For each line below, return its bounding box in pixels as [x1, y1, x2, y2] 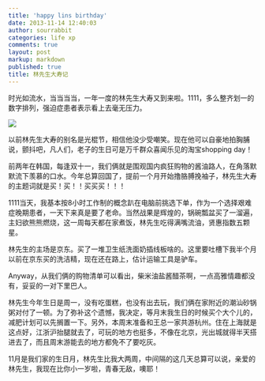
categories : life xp [8, 33, 77, 42]
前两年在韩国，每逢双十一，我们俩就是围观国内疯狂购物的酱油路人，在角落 [8, 161, 250, 171]
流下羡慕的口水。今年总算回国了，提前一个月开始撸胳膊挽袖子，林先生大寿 [14, 171, 257, 180]
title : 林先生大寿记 [8, 70, 69, 78]
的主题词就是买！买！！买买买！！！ [8, 181, 126, 190]
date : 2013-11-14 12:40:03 [8, 19, 97, 27]
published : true [8, 63, 62, 71]
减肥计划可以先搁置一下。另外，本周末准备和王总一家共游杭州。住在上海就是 [8, 317, 257, 326]
